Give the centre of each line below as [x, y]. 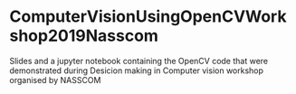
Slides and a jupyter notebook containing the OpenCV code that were [139, 61]
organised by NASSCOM [55, 80]
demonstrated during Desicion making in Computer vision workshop [137, 70]
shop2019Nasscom [84, 36]
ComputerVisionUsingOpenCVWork [148, 17]
